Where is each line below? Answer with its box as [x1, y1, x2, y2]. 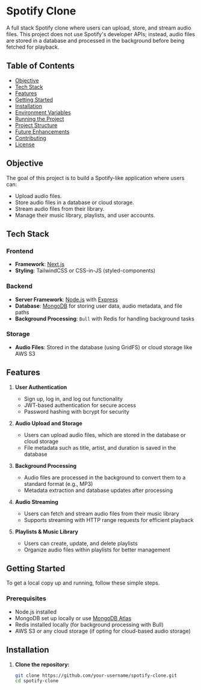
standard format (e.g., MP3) [23, 480, 93, 487]
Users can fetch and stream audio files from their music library [23, 510, 179, 517]
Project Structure [14, 122, 58, 129]
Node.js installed [14, 608, 57, 615]
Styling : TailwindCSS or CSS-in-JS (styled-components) [14, 267, 156, 275]
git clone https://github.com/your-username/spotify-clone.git [14, 673, 178, 679]
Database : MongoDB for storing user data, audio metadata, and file [14, 302, 182, 309]
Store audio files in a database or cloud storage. [14, 199, 134, 206]
